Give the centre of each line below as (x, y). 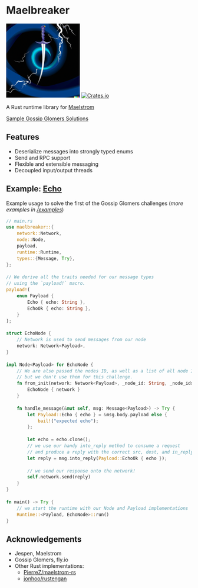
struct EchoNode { (29, 333)
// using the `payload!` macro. (46, 284)
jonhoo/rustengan (45, 579)
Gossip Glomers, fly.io (42, 560)
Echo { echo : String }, (56, 302)
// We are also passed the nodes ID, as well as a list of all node (103, 371)
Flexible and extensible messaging (57, 164)
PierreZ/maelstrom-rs (50, 573)
